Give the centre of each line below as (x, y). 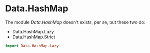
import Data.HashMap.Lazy (32, 46)
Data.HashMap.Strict (34, 37)
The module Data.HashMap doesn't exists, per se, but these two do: (75, 22)
